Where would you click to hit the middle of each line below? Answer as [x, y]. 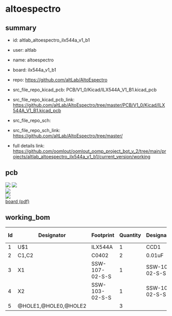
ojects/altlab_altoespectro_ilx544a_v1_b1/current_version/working [82, 156]
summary [21, 28]
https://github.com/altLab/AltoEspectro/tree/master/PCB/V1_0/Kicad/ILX [89, 105]
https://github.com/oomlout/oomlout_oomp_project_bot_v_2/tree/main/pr [89, 151]
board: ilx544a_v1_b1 [34, 70]
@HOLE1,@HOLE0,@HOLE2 [52, 306]
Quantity [130, 235]
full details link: [29, 146]
